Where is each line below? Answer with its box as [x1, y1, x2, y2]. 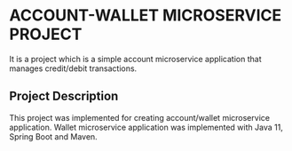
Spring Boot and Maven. [9, 131, 98, 142]
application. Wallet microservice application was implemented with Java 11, [9, 122, 284, 132]
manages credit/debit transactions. [9, 63, 138, 74]
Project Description [9, 89, 119, 104]
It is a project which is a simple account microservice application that [9, 53, 262, 64]
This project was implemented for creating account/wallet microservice [9, 112, 271, 123]
